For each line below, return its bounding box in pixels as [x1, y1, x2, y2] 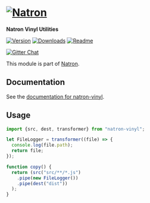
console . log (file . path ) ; [11, 142, 73, 148]
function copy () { [6, 164, 52, 170]
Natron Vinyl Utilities [6, 26, 59, 33]
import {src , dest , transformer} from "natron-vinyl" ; [6, 126, 145, 132]
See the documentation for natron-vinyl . [6, 93, 105, 100]
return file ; [11, 148, 44, 154]
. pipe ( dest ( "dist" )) [17, 180, 68, 186]
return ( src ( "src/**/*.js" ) [11, 169, 82, 175]
